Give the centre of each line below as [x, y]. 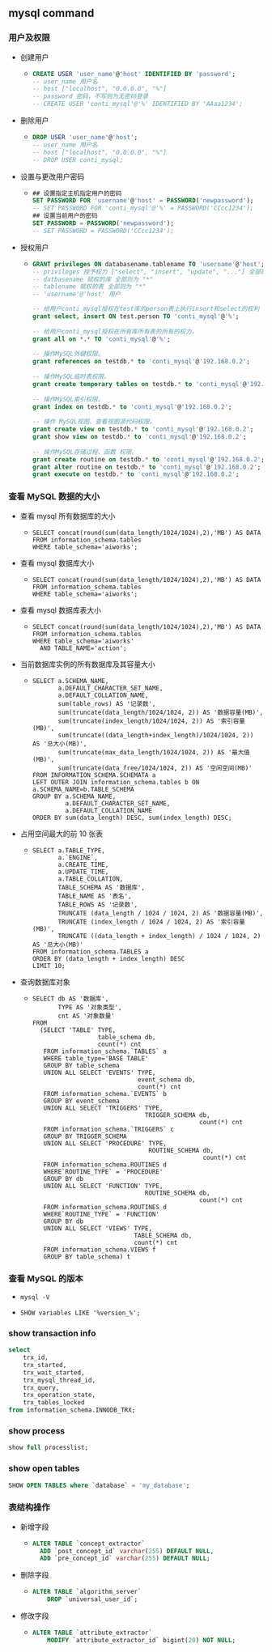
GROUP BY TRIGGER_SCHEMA [85, 1136]
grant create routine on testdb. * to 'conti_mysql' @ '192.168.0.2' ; [148, 459]
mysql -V [35, 1297]
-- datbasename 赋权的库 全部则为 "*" [93, 279]
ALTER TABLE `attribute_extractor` [92, 1633]
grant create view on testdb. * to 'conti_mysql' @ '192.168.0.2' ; [143, 429]
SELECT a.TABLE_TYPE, [68, 850]
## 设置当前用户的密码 [65, 216]
